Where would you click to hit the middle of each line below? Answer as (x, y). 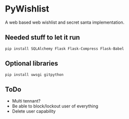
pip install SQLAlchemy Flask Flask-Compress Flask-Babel (64, 49)
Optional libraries (32, 64)
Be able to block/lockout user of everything (55, 106)
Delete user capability (34, 111)
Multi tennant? (26, 101)
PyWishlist (27, 9)
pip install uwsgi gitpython (34, 74)
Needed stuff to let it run (43, 37)
